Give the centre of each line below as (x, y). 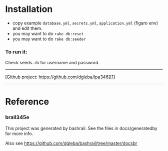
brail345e (17, 117)
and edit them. (27, 28)
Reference (27, 102)
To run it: (16, 52)
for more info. (19, 134)
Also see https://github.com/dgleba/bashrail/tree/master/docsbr (71, 143)
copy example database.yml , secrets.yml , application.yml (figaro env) (85, 23)
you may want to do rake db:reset (48, 33)
